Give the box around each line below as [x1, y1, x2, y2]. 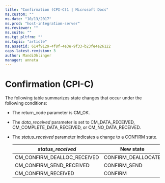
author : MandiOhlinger [5, 53, 52, 58]
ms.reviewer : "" [5, 26, 38, 30]
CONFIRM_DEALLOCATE [104, 154, 161, 161]
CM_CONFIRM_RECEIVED [14, 170, 75, 177]
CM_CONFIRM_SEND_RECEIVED [14, 162, 90, 169]
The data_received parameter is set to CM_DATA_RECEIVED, [12, 119, 135, 125]
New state [120, 146, 145, 152]
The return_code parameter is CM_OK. [12, 110, 90, 116]
